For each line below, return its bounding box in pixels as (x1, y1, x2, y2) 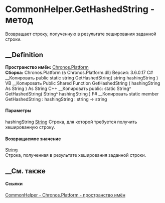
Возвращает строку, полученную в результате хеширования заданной (5, 31, 156, 37)
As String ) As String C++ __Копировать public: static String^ (5, 85, 131, 91)
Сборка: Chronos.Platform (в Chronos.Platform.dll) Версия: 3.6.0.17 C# (5, 69, 153, 75)
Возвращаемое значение (5, 136, 61, 142)
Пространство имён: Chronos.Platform (5, 64, 89, 70)
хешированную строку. (5, 124, 55, 130)
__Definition (5, 51, 44, 59)
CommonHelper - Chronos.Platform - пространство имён (5, 192, 125, 198)
